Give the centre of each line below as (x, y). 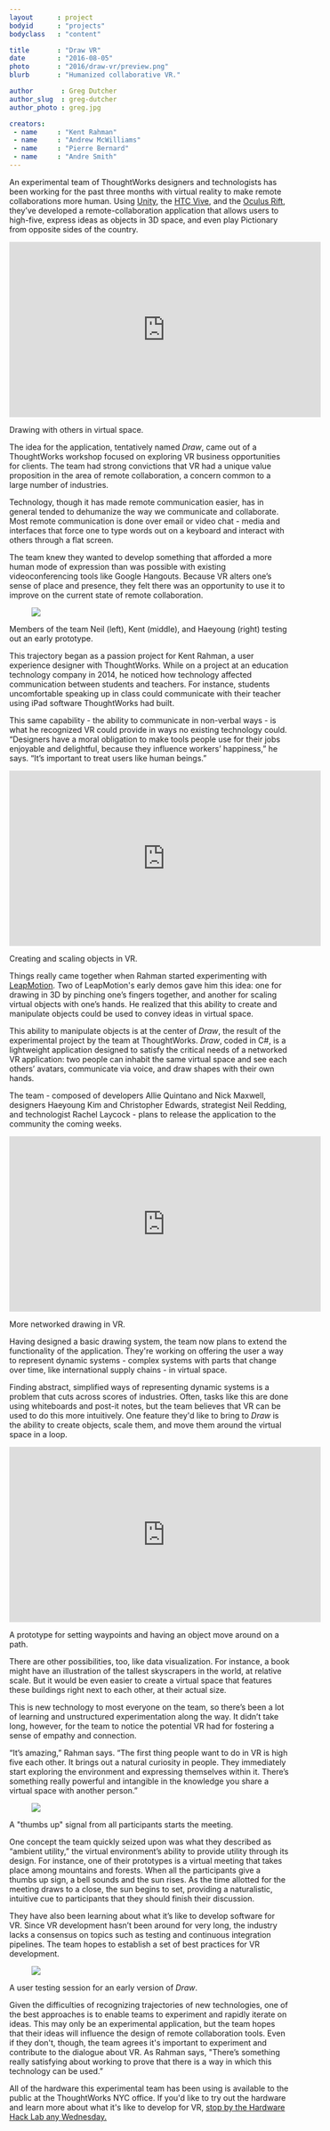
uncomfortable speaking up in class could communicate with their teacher (145, 693)
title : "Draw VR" (55, 50)
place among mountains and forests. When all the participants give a (135, 1870)
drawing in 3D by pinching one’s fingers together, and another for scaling (143, 995)
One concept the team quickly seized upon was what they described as (141, 1842)
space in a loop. (39, 1434)
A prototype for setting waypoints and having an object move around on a (145, 1634)
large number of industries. (59, 484)
